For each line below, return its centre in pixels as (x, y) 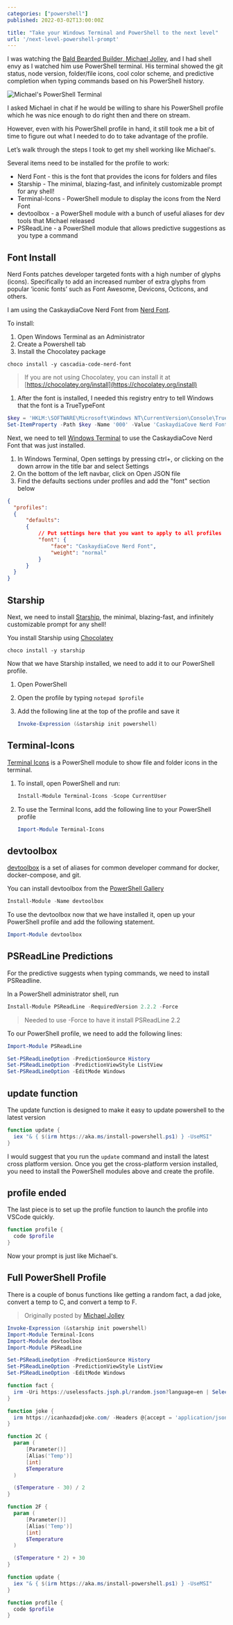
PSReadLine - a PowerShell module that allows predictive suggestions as (121, 228)
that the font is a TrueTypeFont (61, 406)
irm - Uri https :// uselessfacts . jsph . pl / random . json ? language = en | (111, 1392)
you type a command (48, 236)
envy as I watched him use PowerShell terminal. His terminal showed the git (115, 66)
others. (17, 297)
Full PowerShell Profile (57, 1278)
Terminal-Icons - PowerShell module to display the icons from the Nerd (119, 199)
